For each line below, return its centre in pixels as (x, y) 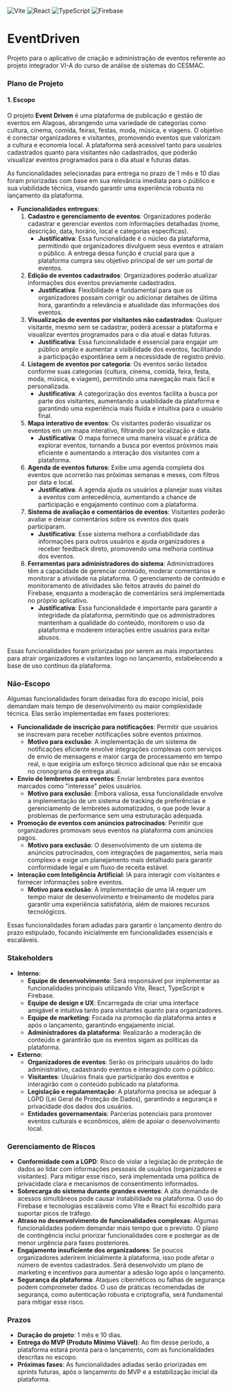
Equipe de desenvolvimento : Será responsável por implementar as (124, 980)
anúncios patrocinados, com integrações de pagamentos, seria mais (125, 852)
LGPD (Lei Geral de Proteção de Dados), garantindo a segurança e (122, 1099)
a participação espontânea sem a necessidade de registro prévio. (131, 357)
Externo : (30, 1054)
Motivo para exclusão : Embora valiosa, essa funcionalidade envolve (125, 793)
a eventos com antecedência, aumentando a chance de (117, 497)
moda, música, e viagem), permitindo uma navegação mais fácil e (121, 379)
